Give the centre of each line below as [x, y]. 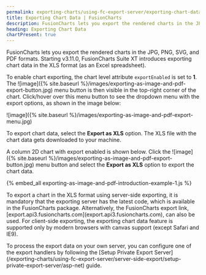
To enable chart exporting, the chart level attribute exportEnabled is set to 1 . [102, 77]
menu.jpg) [19, 122]
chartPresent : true [31, 35]
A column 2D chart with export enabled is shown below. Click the [89, 152]
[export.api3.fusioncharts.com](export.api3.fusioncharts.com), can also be [101, 214]
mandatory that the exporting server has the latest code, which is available [101, 202]
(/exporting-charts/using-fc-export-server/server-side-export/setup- [94, 259]
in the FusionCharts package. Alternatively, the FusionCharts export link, [97, 208]
